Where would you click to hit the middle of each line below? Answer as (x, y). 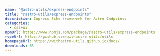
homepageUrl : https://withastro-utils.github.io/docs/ (63, 41)
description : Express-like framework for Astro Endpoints (66, 19)
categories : (17, 23)
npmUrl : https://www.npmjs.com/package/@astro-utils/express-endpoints (80, 32)
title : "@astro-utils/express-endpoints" (48, 14)
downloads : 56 (20, 46)
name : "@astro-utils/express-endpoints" (47, 9)
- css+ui (18, 28)
